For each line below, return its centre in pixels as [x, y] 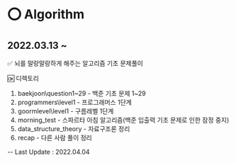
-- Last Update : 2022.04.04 [49, 152]
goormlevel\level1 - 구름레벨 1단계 [66, 111]
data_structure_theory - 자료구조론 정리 [74, 129]
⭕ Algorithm [46, 15]
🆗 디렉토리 [23, 78]
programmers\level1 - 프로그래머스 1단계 [75, 102]
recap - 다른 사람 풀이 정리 [55, 137]
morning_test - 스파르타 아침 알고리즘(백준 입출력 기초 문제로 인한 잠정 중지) [123, 120]
